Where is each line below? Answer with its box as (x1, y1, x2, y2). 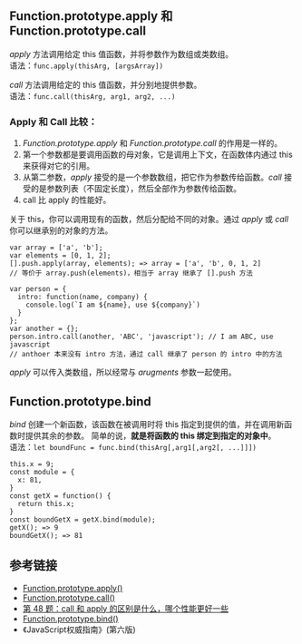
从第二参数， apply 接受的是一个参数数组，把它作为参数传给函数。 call (22, 171, 283, 183)
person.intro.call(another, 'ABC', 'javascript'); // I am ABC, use (9, 332, 274, 342)
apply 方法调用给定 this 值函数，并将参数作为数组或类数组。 (9, 48, 234, 59)
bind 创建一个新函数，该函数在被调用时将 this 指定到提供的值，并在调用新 (9, 418, 285, 429)
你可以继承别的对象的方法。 (9, 225, 113, 236)
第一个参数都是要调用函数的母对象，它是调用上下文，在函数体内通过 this (22, 149, 293, 161)
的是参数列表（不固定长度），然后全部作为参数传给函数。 (30, 183, 242, 194)
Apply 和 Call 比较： (9, 115, 98, 128)
